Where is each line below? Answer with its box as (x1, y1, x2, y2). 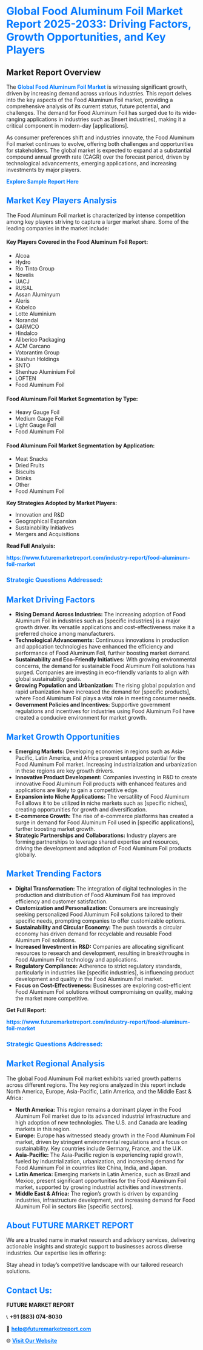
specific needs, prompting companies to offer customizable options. (15, 917, 186, 925)
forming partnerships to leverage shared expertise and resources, (15, 838, 180, 845)
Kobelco (15, 304, 36, 311)
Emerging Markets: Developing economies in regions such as (15, 748, 170, 755)
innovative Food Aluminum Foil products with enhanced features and (15, 780, 187, 787)
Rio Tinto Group (15, 265, 55, 272)
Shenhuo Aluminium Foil (15, 368, 76, 376)
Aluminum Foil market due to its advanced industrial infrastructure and (15, 1112, 191, 1120)
